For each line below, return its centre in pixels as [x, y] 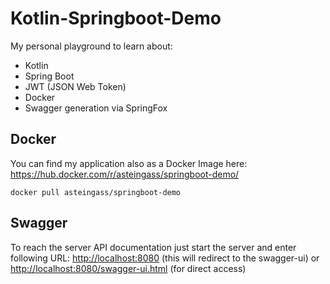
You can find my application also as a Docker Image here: [129, 163]
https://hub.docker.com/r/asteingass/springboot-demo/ [125, 174]
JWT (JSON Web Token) [75, 86]
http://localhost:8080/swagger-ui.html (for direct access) [128, 268]
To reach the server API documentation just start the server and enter [153, 247]
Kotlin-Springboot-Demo [116, 18]
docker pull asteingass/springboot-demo [96, 192]
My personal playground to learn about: [91, 46]
